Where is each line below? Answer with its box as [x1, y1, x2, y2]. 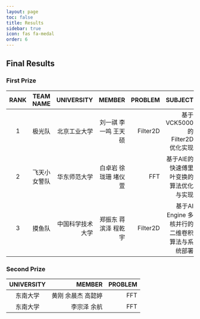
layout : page [6, 8, 39, 15]
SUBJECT [165, 96, 194, 104]
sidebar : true [6, 25, 42, 32]
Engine [166, 210, 186, 219]
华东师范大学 [57, 173, 93, 181]
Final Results [6, 59, 55, 69]
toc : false [6, 14, 33, 20]
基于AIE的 [166, 155, 194, 163]
